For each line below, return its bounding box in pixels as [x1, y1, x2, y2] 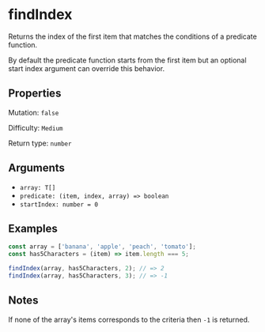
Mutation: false [8, 108, 59, 117]
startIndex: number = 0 [19, 200, 99, 209]
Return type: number [8, 138, 72, 148]
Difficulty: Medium [8, 123, 63, 132]
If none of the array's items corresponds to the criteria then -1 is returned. [8, 315, 250, 324]
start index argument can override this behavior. [8, 63, 165, 73]
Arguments [8, 161, 66, 175]
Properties [8, 87, 62, 100]
